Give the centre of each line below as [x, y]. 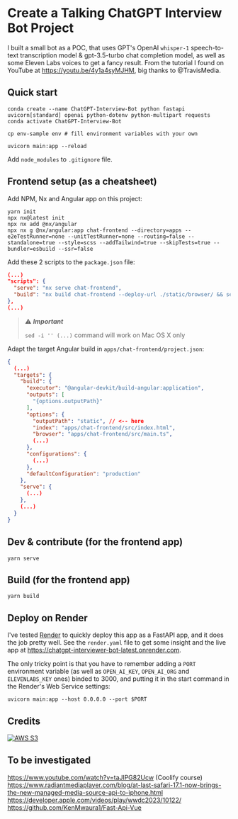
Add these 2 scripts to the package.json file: [72, 262]
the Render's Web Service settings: [59, 687]
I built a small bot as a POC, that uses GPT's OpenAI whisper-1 [98, 47]
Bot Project [41, 28]
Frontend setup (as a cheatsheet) [82, 182]
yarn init [22, 211]
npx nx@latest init [36, 218]
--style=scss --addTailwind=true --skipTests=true [134, 242]
